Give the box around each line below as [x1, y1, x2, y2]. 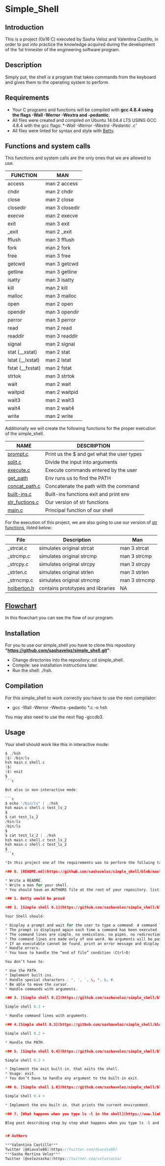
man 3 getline [45, 268, 77, 275]
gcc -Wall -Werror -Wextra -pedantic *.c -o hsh [12, 704, 108, 710]
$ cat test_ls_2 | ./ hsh [5, 833, 56, 838]
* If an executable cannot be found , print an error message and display [5, 941, 160, 946]
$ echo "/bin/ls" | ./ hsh [5, 801, 58, 806]
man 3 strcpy [119, 561, 151, 568]
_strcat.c [7, 545, 27, 552]
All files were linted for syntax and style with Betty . [12, 127, 115, 134]
